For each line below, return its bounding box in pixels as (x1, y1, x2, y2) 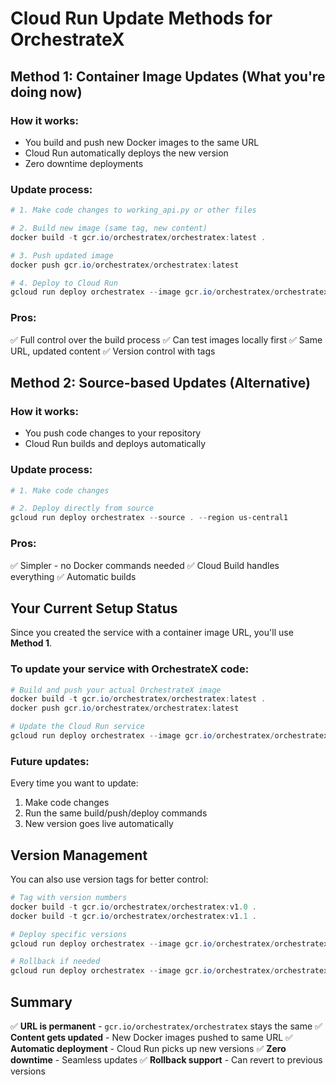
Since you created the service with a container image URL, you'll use (10, 627, 294, 639)
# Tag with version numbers (10, 893, 128, 903)
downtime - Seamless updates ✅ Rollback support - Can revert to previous (10, 1054, 323, 1066)
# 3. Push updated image (10, 250, 114, 261)
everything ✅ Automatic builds (10, 570, 137, 582)
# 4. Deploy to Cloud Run (10, 278, 118, 288)
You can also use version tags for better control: (10, 873, 209, 886)
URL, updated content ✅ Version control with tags (10, 345, 216, 357)
